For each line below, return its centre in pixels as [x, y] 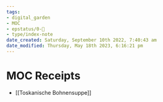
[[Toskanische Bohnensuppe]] [53, 92]
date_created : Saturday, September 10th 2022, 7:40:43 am [81, 40]
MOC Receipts [43, 76]
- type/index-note [30, 35]
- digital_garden [28, 18]
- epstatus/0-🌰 [26, 29]
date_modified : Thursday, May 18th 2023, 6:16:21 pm [75, 46]
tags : [13, 12]
